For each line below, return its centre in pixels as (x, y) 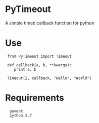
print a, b (25, 69)
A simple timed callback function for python (50, 23)
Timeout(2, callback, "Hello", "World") (49, 78)
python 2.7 (21, 116)
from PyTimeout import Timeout (39, 56)
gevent (16, 111)
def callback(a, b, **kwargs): (39, 65)
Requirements (35, 98)
